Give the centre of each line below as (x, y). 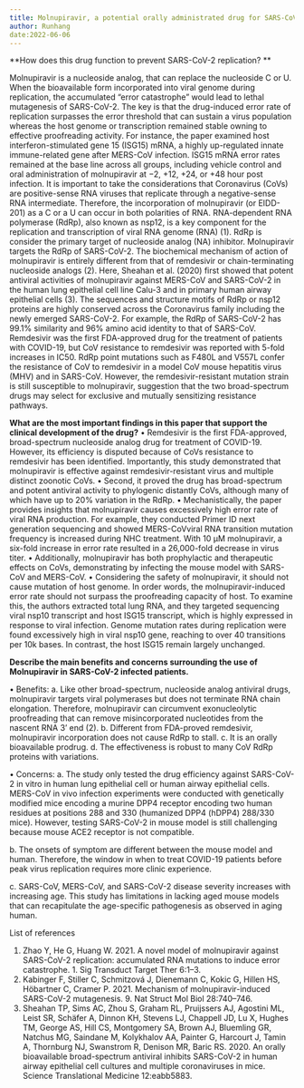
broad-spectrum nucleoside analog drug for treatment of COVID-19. (136, 442)
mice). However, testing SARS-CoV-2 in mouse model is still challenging (143, 822)
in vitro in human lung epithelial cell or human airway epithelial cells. (143, 784)
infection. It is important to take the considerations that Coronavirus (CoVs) (149, 184)
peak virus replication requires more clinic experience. (111, 869)
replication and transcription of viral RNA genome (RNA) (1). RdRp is (136, 232)
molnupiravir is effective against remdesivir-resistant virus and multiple (142, 471)
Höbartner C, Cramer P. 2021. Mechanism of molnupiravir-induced (146, 989)
